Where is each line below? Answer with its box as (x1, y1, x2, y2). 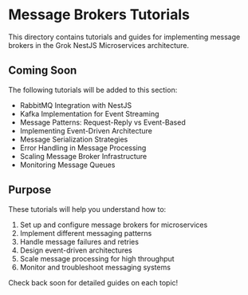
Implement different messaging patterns (19, 228, 152, 237)
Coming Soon (8, 64, 77, 78)
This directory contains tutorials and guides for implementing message (8, 32, 241, 42)
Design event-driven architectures (19, 245, 133, 255)
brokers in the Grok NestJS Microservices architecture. (8, 40, 190, 50)
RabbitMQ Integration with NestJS (19, 100, 132, 110)
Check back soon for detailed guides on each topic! (8, 277, 179, 287)
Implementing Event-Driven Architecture (19, 126, 153, 135)
